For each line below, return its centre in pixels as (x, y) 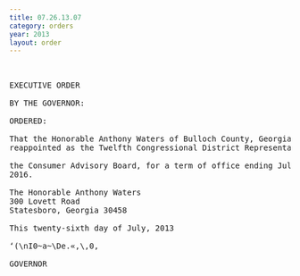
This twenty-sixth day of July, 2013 (92, 228)
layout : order (36, 42)
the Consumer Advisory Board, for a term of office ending (142, 166)
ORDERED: (28, 121)
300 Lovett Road (45, 201)
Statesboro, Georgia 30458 (68, 210)
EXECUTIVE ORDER (45, 85)
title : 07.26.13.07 (46, 17)
